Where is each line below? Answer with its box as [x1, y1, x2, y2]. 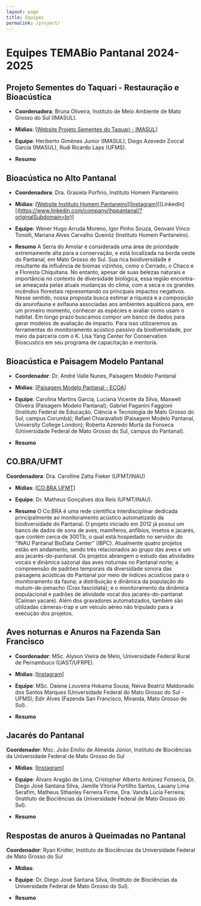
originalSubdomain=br [14, 213, 71, 221]
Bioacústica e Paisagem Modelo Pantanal [6, 356, 164, 367]
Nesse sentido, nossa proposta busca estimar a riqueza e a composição [14, 294, 194, 301]
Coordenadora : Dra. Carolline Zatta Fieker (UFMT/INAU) [6, 473, 146, 480]
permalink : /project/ [6, 20, 61, 26]
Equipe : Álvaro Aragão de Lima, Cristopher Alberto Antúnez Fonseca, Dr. [14, 776, 196, 783]
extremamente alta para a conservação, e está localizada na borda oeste [14, 249, 196, 257]
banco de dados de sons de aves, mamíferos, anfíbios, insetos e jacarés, [14, 527, 196, 534]
